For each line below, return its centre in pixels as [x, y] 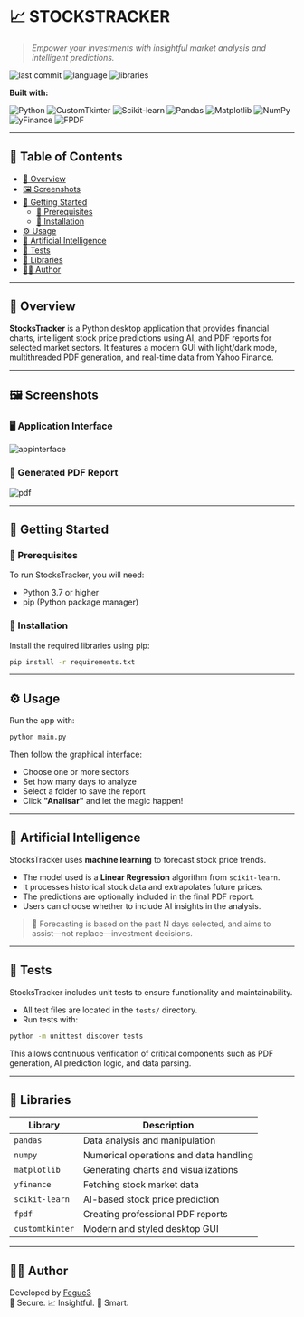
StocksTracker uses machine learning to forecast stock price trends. [138, 859]
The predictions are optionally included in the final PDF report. [138, 896]
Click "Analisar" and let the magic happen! [103, 801]
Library [44, 1126]
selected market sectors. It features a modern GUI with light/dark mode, [143, 347]
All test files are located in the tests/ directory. [110, 1010]
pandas [28, 1141]
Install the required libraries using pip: [80, 645]
